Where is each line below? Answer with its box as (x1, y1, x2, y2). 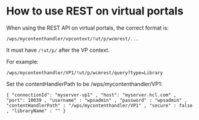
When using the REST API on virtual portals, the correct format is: (6, 24, 169, 31)
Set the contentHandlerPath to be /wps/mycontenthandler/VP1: (6, 80, 163, 87)
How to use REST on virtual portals (6, 4, 184, 18)
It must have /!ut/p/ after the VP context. (6, 46, 110, 54)
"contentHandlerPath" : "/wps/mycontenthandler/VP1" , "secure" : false (6, 103, 193, 109)
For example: (6, 58, 39, 65)
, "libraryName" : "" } (6, 107, 66, 114)
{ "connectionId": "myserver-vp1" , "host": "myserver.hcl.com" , (6, 92, 177, 98)
